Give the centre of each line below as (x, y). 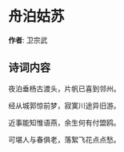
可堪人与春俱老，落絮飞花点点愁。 (64, 139)
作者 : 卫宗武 (28, 40)
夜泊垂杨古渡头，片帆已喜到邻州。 (64, 88)
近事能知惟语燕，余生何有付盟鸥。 (64, 122)
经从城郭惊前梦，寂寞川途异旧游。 (64, 106)
